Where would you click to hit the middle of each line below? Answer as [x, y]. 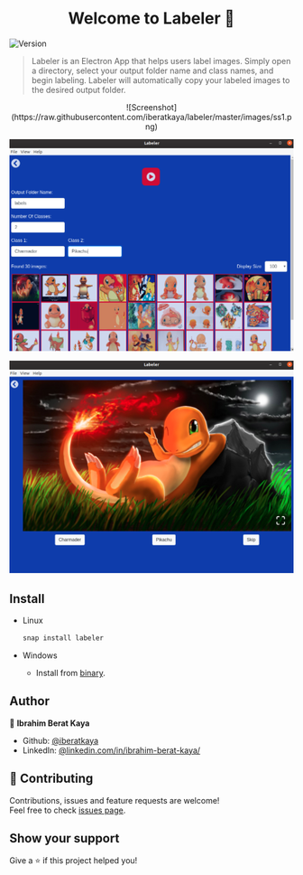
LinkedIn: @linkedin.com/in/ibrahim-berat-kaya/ [111, 750]
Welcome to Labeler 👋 [151, 19]
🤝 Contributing [51, 779]
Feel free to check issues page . [68, 810]
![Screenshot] [151, 107]
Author [29, 701]
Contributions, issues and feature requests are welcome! [115, 800]
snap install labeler [63, 638]
